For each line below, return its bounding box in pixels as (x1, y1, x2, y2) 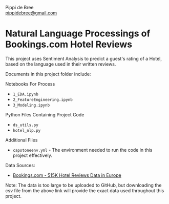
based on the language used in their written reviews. (5, 61, 116, 67)
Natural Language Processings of (5, 28, 151, 39)
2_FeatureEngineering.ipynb (12, 97, 73, 102)
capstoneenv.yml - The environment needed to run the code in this (12, 147, 153, 153)
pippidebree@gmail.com (5, 10, 57, 16)
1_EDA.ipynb (12, 92, 38, 97)
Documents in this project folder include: (5, 71, 91, 77)
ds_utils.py (12, 123, 38, 128)
